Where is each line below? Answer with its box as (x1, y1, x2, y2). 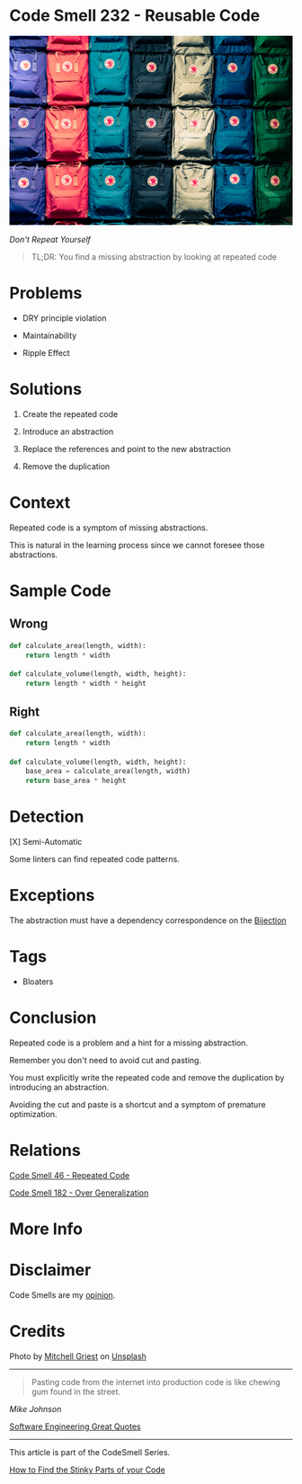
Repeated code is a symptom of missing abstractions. (9, 522, 209, 533)
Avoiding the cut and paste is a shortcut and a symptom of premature (9, 1098, 267, 1110)
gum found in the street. (31, 1386, 121, 1397)
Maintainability (22, 330, 77, 341)
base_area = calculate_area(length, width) (25, 767, 191, 776)
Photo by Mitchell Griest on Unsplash (9, 1350, 147, 1362)
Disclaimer (9, 1260, 92, 1281)
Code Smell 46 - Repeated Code (9, 1169, 130, 1180)
